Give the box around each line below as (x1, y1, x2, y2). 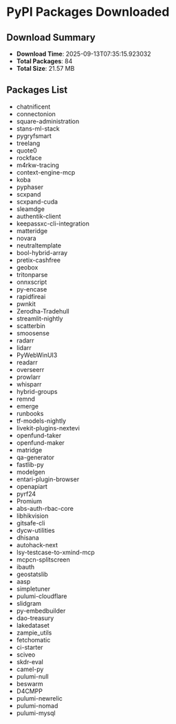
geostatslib (16, 570, 49, 578)
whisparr (16, 380, 42, 388)
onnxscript (16, 278, 47, 286)
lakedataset (16, 621, 49, 629)
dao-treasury (16, 613, 54, 622)
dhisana (16, 534, 39, 542)
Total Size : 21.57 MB (16, 65, 75, 72)
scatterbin (16, 321, 46, 330)
